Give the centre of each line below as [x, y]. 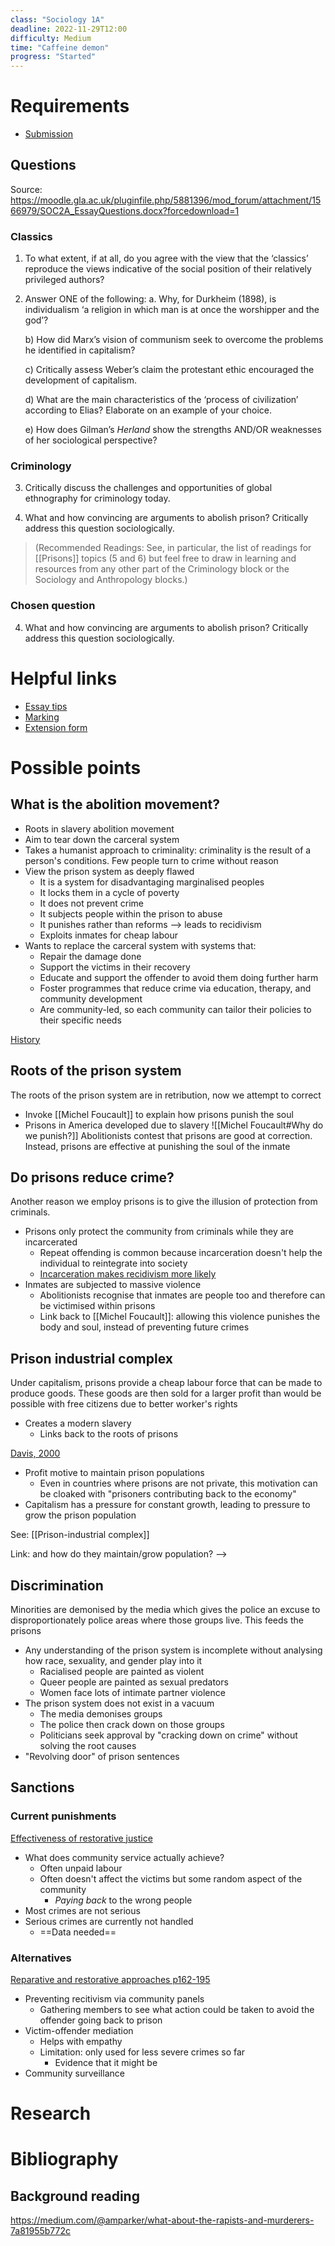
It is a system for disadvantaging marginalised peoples [152, 882]
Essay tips [46, 706]
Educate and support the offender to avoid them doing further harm [179, 977]
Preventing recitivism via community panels [114, 1998]
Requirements [70, 106]
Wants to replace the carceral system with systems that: [140, 945]
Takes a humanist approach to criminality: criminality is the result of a [168, 850]
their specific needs [80, 1020]
